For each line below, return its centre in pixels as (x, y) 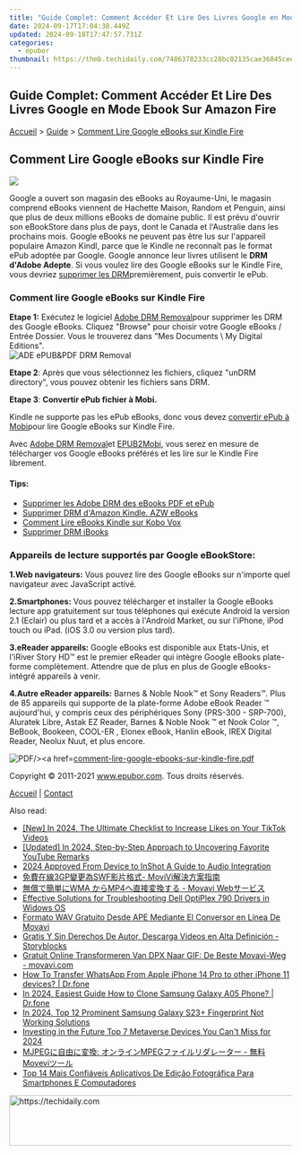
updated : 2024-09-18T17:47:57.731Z (76, 34)
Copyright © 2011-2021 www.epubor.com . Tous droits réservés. (127, 776)
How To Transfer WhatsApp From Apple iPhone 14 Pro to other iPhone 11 (156, 975)
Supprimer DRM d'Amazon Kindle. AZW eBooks (110, 513)
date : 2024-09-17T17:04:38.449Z (69, 26)
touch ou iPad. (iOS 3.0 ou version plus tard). (92, 630)
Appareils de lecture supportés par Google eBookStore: (133, 556)
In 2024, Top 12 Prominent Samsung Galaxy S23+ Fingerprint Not (143, 1013)
